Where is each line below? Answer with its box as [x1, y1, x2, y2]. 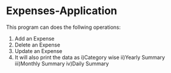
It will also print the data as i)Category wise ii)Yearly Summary [14, 54, 166, 61]
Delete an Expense [14, 41, 61, 48]
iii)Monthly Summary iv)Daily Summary [14, 60, 109, 67]
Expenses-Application [6, 4, 118, 18]
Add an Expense [14, 35, 55, 42]
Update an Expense [14, 47, 63, 54]
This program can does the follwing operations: [6, 24, 121, 31]
